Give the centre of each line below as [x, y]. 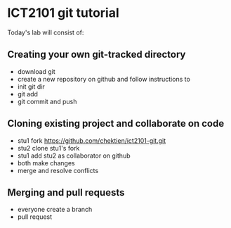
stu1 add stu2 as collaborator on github [74, 156]
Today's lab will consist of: [46, 32]
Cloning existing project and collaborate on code [116, 123]
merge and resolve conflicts [58, 170]
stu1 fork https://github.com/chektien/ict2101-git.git [92, 140]
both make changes [46, 163]
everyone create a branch [55, 210]
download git [37, 71]
